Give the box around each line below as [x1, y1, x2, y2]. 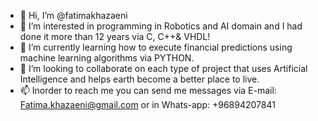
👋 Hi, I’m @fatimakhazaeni [19, 10, 128, 21]
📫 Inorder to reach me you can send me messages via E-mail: [19, 85, 277, 96]
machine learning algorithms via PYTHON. [19, 52, 195, 64]
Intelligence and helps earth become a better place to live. [19, 73, 260, 85]
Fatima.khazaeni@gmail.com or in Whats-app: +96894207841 [19, 99, 276, 110]
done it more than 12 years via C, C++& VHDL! [19, 31, 211, 42]
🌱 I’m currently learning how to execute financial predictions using [19, 41, 293, 53]
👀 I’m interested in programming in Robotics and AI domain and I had [19, 20, 303, 32]
